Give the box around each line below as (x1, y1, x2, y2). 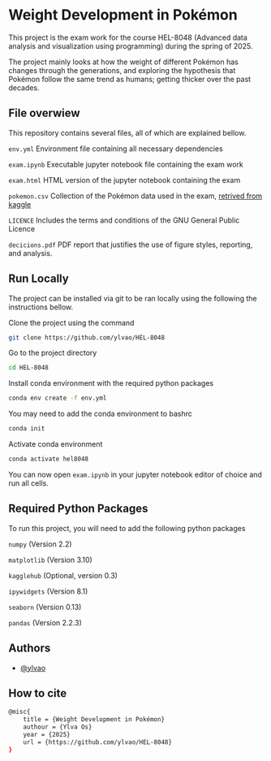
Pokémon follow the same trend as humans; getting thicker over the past (8, 74, 252, 84)
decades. (8, 83, 40, 93)
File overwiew (8, 106, 80, 120)
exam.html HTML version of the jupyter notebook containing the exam (8, 175, 241, 184)
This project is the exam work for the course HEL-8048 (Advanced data (8, 32, 247, 42)
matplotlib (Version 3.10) (8, 555, 93, 564)
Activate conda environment (8, 439, 103, 449)
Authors (8, 642, 51, 655)
